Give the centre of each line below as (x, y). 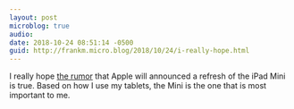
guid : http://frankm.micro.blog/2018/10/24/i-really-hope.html (130, 51)
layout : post (34, 17)
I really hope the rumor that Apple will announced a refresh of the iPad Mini (147, 76)
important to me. (40, 96)
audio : (21, 34)
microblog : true (39, 26)
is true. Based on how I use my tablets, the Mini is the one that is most (138, 86)
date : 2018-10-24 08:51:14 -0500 (71, 42)
